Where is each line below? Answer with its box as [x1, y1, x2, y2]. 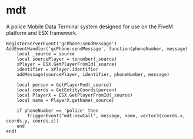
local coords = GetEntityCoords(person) [16, 87, 117, 93]
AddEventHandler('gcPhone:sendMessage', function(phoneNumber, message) [6, 45, 188, 52]
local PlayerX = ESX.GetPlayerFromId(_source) [16, 92, 133, 98]
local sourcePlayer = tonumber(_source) [16, 56, 117, 62]
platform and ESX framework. [6, 29, 78, 36]
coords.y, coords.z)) [6, 118, 59, 124]
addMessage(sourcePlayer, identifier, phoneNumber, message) [16, 71, 169, 77]
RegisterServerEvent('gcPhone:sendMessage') [6, 41, 117, 47]
